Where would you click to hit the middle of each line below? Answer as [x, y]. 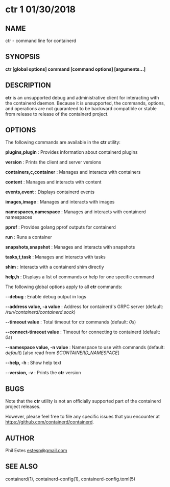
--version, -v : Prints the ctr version [43, 373]
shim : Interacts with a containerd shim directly [55, 267]
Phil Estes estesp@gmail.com [36, 451]
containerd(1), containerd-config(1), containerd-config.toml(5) [70, 479]
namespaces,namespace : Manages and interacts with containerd [76, 212]
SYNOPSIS [23, 57]
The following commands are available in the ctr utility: [63, 143]
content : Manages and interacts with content [53, 182]
